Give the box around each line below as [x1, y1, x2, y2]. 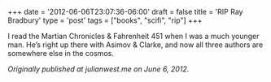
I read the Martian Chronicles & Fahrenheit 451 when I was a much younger [7, 32, 260, 41]
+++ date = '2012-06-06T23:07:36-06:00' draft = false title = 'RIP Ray [7, 7, 243, 16]
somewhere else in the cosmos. [7, 49, 115, 58]
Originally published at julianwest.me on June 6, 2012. [7, 64, 190, 74]
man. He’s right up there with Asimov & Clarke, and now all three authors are [7, 40, 264, 50]
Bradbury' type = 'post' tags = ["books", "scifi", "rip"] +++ [7, 15, 203, 25]
